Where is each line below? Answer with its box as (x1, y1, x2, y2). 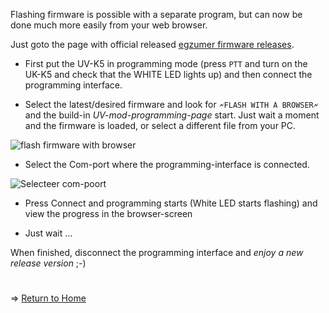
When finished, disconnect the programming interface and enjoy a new (10, 247, 304, 258)
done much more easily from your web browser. (10, 19, 208, 31)
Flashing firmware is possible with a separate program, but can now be (10, 9, 303, 20)
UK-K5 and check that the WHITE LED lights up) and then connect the (24, 69, 313, 80)
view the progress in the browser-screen (24, 208, 193, 219)
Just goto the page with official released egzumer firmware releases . (10, 39, 295, 50)
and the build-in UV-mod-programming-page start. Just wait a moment (24, 109, 320, 121)
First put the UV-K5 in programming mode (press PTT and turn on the (24, 58, 308, 69)
